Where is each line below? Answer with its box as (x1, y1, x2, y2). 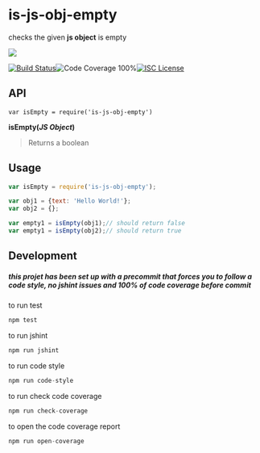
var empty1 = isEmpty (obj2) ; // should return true (8, 227, 182, 235)
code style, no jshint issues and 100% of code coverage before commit (8, 280, 252, 290)
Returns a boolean (27, 137, 89, 147)
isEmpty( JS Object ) (8, 122, 75, 132)
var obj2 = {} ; (8, 204, 60, 213)
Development (8, 249, 78, 263)
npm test (8, 317, 38, 325)
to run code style (8, 361, 65, 371)
